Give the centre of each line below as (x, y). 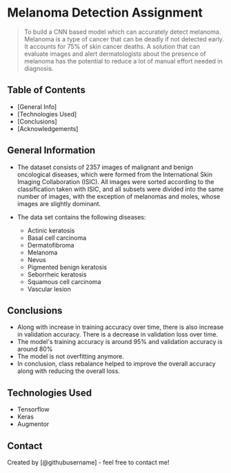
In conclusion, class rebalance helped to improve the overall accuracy (116, 364)
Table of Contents (47, 90)
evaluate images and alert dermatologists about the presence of (115, 54)
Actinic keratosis (51, 230)
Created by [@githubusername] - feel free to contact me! (88, 462)
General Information (51, 151)
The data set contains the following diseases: (81, 217)
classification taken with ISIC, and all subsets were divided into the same (120, 189)
